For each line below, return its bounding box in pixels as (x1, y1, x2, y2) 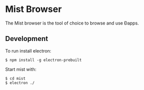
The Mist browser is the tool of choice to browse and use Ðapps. (5, 20, 139, 26)
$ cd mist (5, 76, 26, 81)
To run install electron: (5, 47, 52, 53)
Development (5, 34, 49, 43)
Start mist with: (5, 66, 37, 72)
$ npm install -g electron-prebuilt (5, 57, 82, 62)
